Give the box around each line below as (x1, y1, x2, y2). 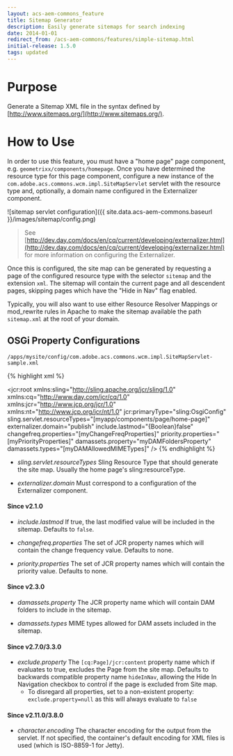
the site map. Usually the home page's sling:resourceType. (17, 465, 186, 474)
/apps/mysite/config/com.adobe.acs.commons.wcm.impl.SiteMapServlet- (7, 353, 214, 360)
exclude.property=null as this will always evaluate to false (27, 695, 197, 704)
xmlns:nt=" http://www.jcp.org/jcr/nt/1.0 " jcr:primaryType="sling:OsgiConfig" (7, 407, 227, 415)
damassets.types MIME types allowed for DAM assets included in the (17, 619, 217, 627)
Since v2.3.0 (7, 583, 45, 591)
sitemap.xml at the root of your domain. (7, 314, 120, 323)
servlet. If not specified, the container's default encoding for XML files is (17, 734, 225, 742)
